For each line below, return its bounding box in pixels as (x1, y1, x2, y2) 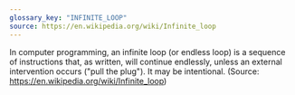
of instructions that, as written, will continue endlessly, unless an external (9, 56, 282, 67)
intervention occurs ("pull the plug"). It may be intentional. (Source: (9, 65, 260, 77)
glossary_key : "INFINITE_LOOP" (9, 13, 128, 23)
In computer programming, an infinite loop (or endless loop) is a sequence (9, 46, 286, 57)
